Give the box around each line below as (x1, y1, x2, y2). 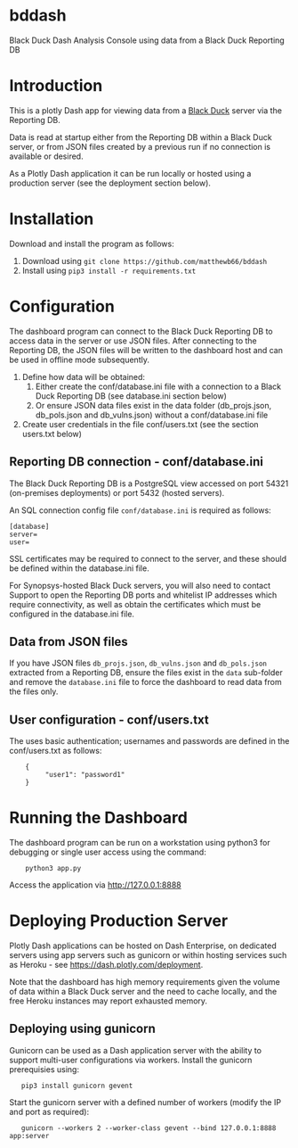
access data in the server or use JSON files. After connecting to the (9, 335, 258, 346)
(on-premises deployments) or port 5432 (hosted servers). (9, 487, 225, 498)
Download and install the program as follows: (9, 238, 175, 249)
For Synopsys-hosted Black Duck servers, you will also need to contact (9, 580, 271, 591)
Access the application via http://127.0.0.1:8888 (9, 880, 181, 890)
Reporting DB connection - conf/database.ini (9, 454, 264, 469)
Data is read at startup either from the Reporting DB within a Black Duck (9, 131, 273, 143)
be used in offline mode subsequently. (9, 354, 149, 365)
